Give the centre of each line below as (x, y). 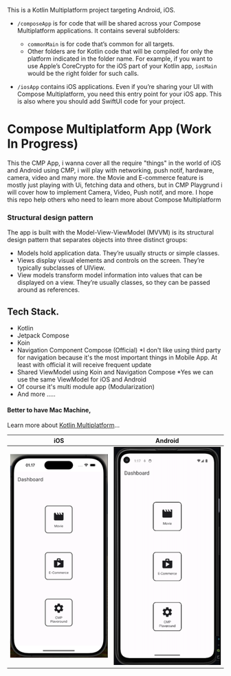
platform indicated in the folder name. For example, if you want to (120, 59)
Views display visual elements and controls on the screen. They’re (111, 261)
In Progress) (43, 144)
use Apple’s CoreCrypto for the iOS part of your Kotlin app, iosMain (122, 66)
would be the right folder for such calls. (83, 73)
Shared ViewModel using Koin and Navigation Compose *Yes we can (115, 372)
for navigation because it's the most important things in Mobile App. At (117, 357)
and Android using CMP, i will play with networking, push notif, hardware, (111, 170)
